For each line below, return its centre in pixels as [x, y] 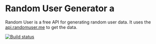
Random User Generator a [60, 9]
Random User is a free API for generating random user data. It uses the [78, 22]
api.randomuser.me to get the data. [41, 27]
